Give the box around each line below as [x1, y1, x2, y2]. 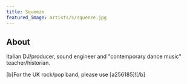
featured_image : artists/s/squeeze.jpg [6, 15, 107, 21]
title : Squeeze [6, 8, 45, 15]
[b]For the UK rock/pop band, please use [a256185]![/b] [6, 71, 146, 79]
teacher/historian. [6, 59, 50, 66]
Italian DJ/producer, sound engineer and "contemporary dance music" [6, 53, 182, 60]
